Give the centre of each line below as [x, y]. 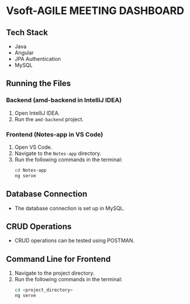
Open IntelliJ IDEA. [37, 113]
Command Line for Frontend [58, 259]
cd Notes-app [30, 170]
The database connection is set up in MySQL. [69, 208]
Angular [24, 53]
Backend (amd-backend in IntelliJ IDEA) [64, 100]
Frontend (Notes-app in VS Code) [55, 134]
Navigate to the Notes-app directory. [58, 153]
